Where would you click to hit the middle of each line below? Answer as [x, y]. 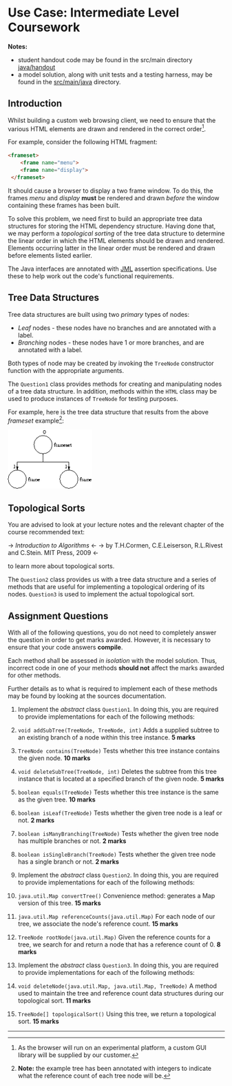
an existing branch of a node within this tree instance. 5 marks [106, 737]
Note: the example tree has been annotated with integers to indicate [115, 1068]
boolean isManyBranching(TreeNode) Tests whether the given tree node [118, 834]
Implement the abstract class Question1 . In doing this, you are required [118, 709]
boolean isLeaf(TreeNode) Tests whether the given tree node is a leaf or [120, 813]
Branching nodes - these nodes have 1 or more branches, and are [111, 342]
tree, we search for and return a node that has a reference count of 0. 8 [119, 944]
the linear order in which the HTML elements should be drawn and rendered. [116, 240]
